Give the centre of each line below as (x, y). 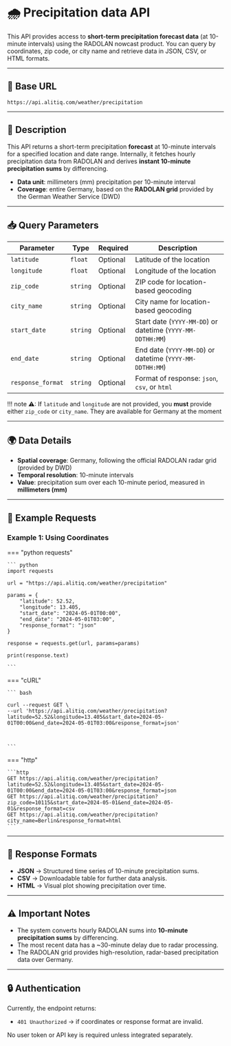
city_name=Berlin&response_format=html (64, 820)
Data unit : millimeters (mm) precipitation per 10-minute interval (106, 182)
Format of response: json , (177, 379)
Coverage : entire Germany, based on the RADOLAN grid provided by (115, 189)
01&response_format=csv (41, 808)
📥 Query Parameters (53, 225)
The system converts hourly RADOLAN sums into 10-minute (102, 930)
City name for (157, 302)
